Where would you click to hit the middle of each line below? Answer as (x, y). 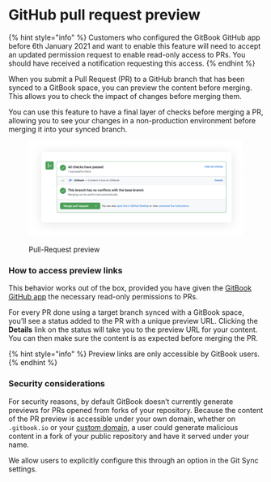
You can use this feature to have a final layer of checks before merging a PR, (136, 112)
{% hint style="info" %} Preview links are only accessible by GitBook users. (134, 354)
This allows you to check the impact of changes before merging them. (125, 96)
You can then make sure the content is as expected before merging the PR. (133, 338)
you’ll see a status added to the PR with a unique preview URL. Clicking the (133, 321)
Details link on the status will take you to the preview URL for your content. (133, 329)
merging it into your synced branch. (68, 129)
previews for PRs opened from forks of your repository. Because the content (136, 410)
